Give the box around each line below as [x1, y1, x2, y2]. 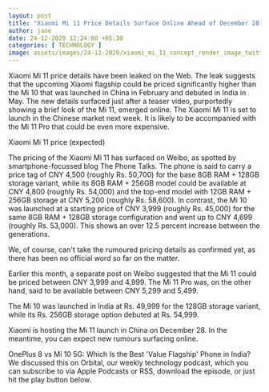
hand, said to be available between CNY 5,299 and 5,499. [8, 286, 199, 295]
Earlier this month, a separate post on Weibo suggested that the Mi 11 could [8, 269, 257, 278]
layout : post [8, 11, 52, 20]
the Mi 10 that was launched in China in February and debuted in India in [8, 88, 247, 97]
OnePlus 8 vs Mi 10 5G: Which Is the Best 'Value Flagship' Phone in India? [8, 350, 251, 358]
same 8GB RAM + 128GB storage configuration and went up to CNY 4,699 [8, 213, 253, 222]
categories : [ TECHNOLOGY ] [8, 42, 102, 50]
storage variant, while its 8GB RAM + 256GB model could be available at [8, 178, 247, 188]
